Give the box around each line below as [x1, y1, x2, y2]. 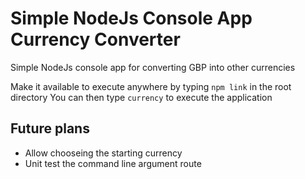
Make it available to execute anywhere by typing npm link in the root [10, 80, 292, 92]
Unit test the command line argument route [24, 157, 202, 169]
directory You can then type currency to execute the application [10, 91, 273, 103]
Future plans [10, 120, 90, 137]
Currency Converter [10, 28, 181, 51]
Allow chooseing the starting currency [24, 147, 183, 159]
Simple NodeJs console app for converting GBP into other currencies [10, 61, 296, 73]
